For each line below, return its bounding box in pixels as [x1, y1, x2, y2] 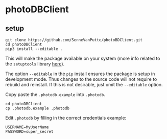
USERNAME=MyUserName [5, 125, 50, 130]
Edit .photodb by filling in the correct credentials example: [5, 115, 127, 121]
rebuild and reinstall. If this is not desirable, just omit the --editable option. [5, 82, 163, 87]
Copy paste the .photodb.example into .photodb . [5, 91, 106, 98]
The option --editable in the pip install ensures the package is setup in [5, 71, 155, 77]
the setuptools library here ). [5, 61, 65, 67]
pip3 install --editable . [5, 47, 63, 52]
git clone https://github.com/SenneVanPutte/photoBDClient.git [5, 37, 143, 42]
